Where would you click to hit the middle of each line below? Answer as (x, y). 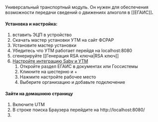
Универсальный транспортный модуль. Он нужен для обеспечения (77, 7)
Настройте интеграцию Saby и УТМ (50, 61)
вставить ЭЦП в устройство (42, 35)
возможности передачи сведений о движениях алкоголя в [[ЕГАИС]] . (79, 12)
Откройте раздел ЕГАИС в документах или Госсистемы (79, 66)
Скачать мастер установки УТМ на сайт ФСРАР (63, 40)
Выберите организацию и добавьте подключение (72, 82)
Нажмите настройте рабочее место (58, 77)
